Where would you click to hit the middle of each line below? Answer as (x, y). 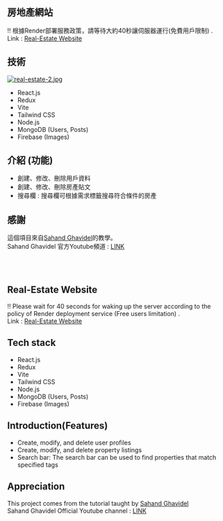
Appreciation (36, 487)
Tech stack (32, 343)
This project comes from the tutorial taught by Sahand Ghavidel (98, 503)
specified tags (38, 465)
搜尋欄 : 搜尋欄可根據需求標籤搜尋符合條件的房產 (87, 196)
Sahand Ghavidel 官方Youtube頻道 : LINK (66, 247)
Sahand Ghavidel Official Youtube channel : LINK (77, 511)
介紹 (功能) (30, 161)
